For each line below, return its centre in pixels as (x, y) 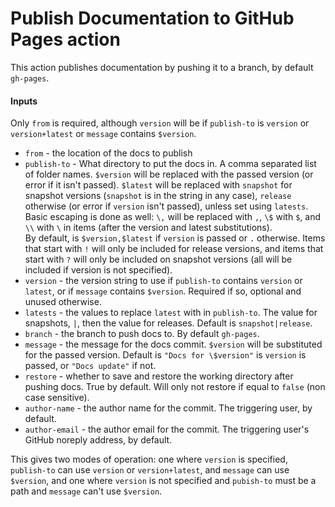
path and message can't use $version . (86, 491)
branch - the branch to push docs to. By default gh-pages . (142, 334)
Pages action (65, 39)
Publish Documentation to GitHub (152, 18)
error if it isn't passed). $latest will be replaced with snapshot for (158, 185)
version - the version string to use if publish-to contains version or (163, 281)
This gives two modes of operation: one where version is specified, (149, 459)
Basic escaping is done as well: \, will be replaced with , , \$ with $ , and (172, 217)
